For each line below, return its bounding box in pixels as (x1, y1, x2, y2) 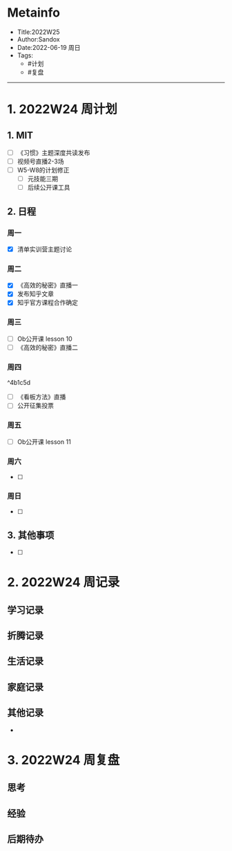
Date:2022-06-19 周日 (17, 43, 81, 51)
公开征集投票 (17, 402, 54, 410)
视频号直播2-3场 (17, 157, 64, 165)
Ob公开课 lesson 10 (17, 334, 72, 343)
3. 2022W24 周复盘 (7, 752, 120, 768)
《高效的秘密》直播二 (17, 343, 78, 351)
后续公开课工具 (27, 183, 70, 192)
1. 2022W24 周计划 (7, 102, 117, 117)
